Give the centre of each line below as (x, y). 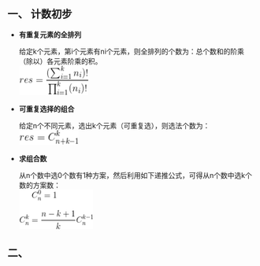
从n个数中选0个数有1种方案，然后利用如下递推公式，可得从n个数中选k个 (136, 175)
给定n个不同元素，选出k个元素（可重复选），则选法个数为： (114, 125)
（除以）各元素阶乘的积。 (60, 61)
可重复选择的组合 (46, 109)
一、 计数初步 (40, 14)
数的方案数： (39, 185)
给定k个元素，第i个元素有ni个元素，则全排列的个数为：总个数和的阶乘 (132, 51)
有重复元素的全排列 (50, 35)
